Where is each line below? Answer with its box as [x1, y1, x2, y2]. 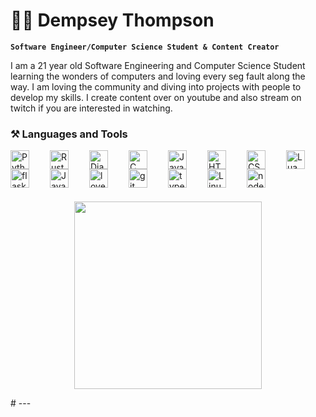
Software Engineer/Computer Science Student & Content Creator [10, 42, 280, 52]
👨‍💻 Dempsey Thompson [10, 9, 215, 32]
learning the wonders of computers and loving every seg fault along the [10, 70, 306, 82]
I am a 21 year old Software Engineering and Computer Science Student [10, 59, 306, 71]
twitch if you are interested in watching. [10, 102, 173, 114]
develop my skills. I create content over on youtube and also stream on [10, 91, 302, 103]
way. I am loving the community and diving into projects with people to [10, 80, 302, 93]
